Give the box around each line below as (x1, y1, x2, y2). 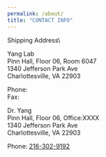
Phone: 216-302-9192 (7, 142, 70, 150)
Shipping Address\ (7, 36, 61, 44)
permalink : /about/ (7, 10, 64, 17)
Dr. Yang (7, 106, 32, 114)
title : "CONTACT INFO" (7, 17, 73, 24)
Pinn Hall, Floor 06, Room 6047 (7, 57, 97, 65)
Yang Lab (7, 50, 35, 58)
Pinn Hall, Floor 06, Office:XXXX (7, 113, 100, 122)
